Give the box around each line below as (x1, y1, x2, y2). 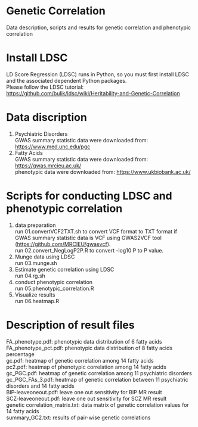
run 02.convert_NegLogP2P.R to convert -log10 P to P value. (14, 247, 164, 254)
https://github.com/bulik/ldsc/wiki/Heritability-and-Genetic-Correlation (6, 89, 180, 96)
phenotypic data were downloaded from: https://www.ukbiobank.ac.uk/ (14, 168, 191, 175)
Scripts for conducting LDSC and (6, 189, 172, 202)
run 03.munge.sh (14, 259, 58, 266)
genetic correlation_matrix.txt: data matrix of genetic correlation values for (6, 401, 189, 409)
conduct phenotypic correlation (14, 278, 93, 285)
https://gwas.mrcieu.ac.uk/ (14, 162, 82, 169)
